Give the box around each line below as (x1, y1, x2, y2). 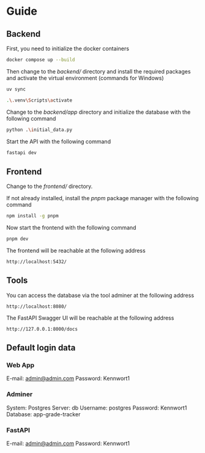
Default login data (6, 343, 76, 353)
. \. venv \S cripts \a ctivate (6, 97, 72, 103)
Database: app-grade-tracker (6, 410, 81, 417)
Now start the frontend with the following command (6, 224, 136, 231)
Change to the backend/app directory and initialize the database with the (6, 108, 191, 116)
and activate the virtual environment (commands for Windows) (6, 74, 164, 81)
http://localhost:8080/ (6, 303, 67, 310)
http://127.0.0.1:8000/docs (6, 326, 78, 332)
